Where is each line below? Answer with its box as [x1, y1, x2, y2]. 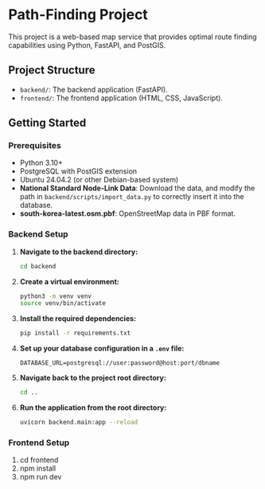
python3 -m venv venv [19, 292, 92, 300]
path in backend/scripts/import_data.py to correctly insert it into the [19, 192, 244, 201]
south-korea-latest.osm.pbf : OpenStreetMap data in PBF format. [19, 209, 236, 218]
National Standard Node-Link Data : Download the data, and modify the [19, 183, 255, 193]
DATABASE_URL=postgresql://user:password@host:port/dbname [19, 359, 220, 367]
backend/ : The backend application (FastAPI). [19, 84, 169, 94]
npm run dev [19, 472, 62, 482]
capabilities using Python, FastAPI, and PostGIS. [8, 40, 166, 49]
